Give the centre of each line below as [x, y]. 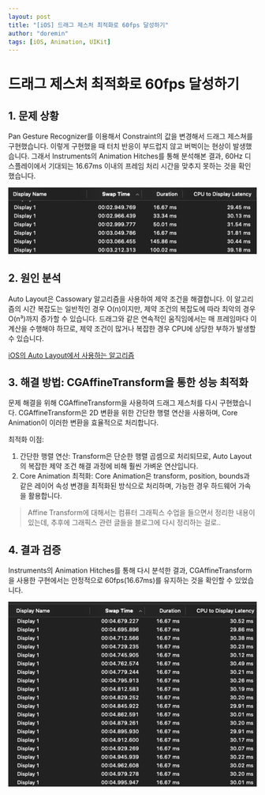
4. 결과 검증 [35, 550]
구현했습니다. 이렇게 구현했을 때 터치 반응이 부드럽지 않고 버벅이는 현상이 [119, 146]
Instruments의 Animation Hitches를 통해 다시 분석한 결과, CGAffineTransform [130, 570]
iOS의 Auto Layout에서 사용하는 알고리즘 [71, 355]
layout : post [30, 17]
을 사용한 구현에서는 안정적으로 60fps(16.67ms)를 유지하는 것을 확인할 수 [121, 581]
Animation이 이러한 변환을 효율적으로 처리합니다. [84, 422]
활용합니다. [45, 496]
